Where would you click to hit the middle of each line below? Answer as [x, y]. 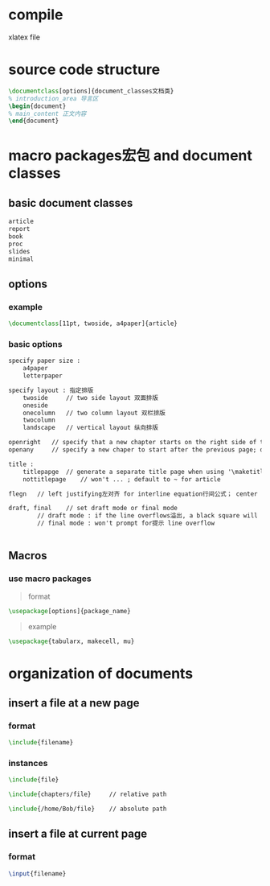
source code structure [84, 70]
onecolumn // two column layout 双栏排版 [94, 413]
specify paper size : [45, 361]
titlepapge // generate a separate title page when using [124, 472]
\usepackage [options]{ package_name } [70, 611]
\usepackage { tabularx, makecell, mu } [72, 641]
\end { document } [34, 121]
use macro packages [50, 579]
